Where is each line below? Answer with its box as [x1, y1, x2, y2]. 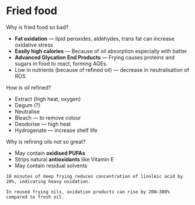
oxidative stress [14, 41, 53, 48]
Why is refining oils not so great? [6, 138, 86, 145]
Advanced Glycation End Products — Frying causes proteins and [14, 54, 175, 61]
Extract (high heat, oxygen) [14, 95, 81, 102]
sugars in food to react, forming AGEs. [14, 60, 108, 67]
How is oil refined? [6, 84, 51, 91]
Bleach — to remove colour [14, 114, 81, 121]
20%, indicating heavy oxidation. [6, 178, 91, 184]
